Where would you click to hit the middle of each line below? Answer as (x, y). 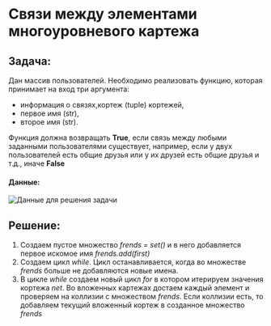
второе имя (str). (49, 122)
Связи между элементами (103, 14)
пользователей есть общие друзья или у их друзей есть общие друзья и (134, 155)
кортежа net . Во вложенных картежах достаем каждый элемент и (135, 288)
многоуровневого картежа (104, 31)
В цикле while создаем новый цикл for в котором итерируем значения (142, 279)
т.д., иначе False (37, 163)
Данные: (24, 182)
